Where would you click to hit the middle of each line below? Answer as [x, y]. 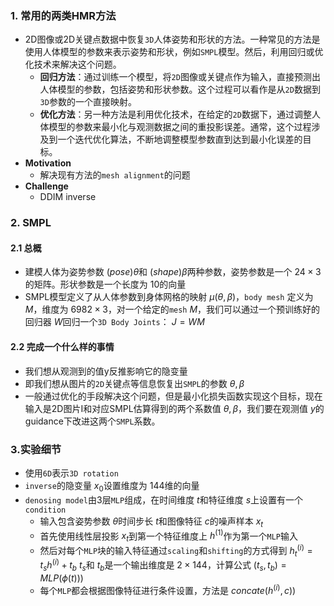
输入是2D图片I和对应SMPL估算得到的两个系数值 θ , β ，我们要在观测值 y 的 [174, 408]
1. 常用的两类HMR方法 [63, 15]
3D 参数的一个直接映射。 [88, 102]
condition [45, 510]
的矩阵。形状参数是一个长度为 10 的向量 [105, 284]
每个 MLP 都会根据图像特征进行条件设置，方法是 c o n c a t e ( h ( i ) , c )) [168, 589]
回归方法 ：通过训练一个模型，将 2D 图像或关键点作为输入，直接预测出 [180, 77]
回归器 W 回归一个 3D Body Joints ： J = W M [114, 322]
